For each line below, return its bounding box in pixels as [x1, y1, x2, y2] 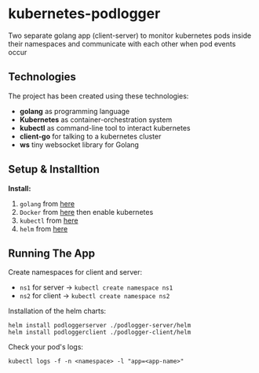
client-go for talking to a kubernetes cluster [19, 131, 162, 141]
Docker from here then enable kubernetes [19, 207, 154, 216]
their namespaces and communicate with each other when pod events [8, 39, 236, 48]
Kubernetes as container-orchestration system [19, 115, 173, 124]
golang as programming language [19, 106, 130, 116]
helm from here [19, 223, 68, 233]
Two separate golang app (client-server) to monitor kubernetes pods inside [8, 31, 252, 40]
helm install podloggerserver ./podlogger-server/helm [8, 322, 192, 330]
